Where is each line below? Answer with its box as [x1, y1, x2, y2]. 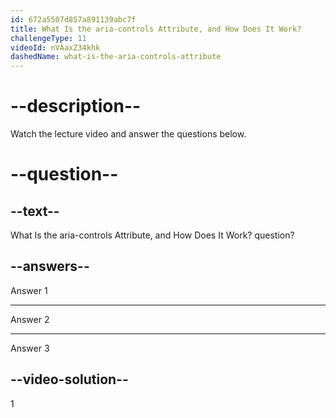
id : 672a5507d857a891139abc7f [10, 14, 137, 25]
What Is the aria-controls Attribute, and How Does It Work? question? [10, 229, 295, 241]
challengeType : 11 [10, 33, 87, 43]
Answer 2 [10, 313, 50, 325]
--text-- [10, 202, 60, 220]
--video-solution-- [10, 371, 129, 388]
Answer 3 [10, 342, 50, 354]
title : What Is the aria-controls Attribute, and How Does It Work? [10, 24, 302, 34]
